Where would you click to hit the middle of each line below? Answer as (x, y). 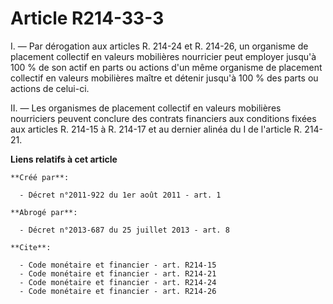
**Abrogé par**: (44, 212)
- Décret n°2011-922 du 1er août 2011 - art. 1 (120, 195)
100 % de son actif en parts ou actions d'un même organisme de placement (166, 67)
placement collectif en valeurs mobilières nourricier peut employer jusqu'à (163, 56)
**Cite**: (31, 247)
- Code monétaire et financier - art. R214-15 (118, 265)
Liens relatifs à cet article (64, 159)
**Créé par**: (40, 177)
